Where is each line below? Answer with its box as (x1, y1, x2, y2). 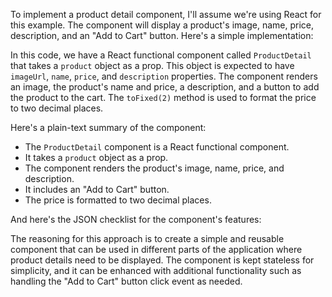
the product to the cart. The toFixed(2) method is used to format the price (10, 92, 317, 103)
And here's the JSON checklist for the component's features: (10, 214, 262, 225)
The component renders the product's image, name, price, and (24, 162, 285, 174)
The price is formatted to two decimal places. (24, 194, 212, 206)
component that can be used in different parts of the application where (10, 244, 303, 255)
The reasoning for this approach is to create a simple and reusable (10, 233, 285, 244)
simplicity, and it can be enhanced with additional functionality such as (10, 265, 302, 276)
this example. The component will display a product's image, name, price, (10, 19, 314, 31)
